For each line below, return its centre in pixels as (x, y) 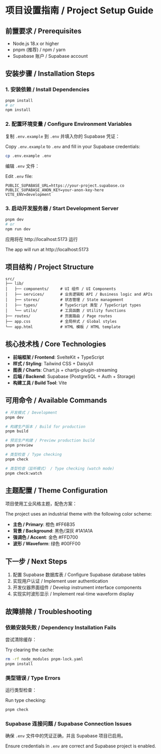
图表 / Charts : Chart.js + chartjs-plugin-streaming (65, 370)
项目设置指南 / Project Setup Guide (79, 10)
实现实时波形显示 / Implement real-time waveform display (73, 594)
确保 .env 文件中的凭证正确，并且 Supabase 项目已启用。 (66, 736)
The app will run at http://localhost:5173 (47, 250)
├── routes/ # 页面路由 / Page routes (59, 316)
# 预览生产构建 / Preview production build (50, 440)
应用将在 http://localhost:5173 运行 (42, 239)
